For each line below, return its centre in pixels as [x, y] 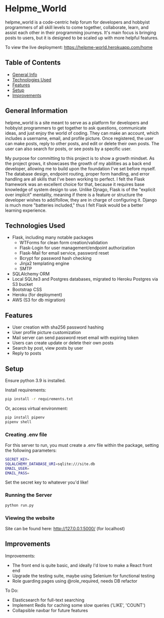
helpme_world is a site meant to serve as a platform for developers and [77, 123]
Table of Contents [33, 63]
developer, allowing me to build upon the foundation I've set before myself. [80, 168]
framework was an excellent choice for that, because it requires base [75, 184]
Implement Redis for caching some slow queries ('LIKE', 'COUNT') [79, 605]
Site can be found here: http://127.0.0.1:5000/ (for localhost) [65, 528]
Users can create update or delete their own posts [63, 343]
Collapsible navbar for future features [50, 610]
